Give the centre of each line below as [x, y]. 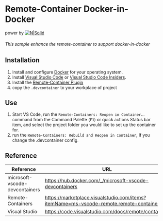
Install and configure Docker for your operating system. [67, 72]
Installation [22, 60]
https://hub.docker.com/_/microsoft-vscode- [97, 181]
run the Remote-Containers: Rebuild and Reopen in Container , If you [81, 135]
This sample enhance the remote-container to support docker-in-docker [78, 44]
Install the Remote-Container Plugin [48, 82]
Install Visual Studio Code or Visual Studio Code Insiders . [69, 77]
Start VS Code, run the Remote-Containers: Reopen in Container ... [78, 114]
